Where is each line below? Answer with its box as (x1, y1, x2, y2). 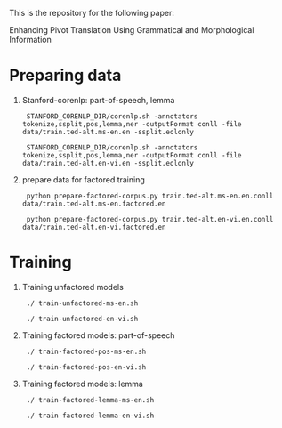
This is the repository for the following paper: (9, 8, 175, 18)
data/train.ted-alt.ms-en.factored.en (21, 199, 166, 208)
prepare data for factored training (21, 174, 145, 185)
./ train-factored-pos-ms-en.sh (26, 347, 147, 356)
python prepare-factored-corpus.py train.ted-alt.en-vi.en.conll (26, 214, 274, 223)
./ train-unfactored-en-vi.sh (26, 314, 139, 323)
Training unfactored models (21, 281, 125, 292)
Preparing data (9, 66, 122, 85)
